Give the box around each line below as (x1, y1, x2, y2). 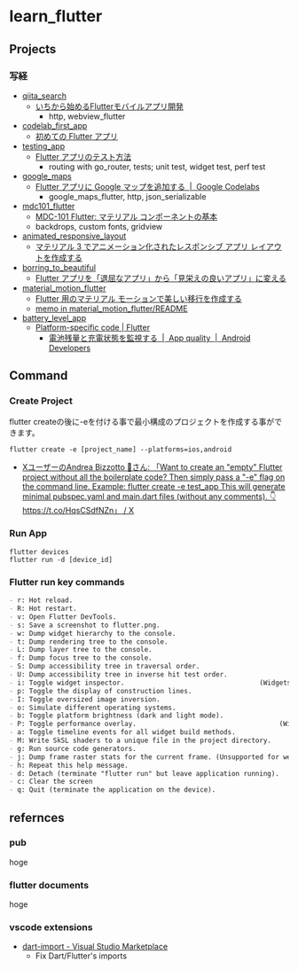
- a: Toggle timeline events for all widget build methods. (9, 728, 237, 737)
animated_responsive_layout (21, 231, 127, 241)
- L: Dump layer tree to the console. (9, 645, 153, 654)
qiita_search (21, 90, 67, 101)
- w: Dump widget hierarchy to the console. (9, 629, 176, 638)
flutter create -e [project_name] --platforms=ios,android (9, 445, 232, 454)
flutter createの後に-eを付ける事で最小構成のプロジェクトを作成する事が (9, 416, 275, 426)
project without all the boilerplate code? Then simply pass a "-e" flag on (21, 472, 286, 482)
